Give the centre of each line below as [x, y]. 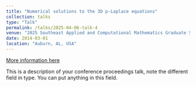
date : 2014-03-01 [27, 38]
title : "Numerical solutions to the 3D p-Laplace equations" [82, 11]
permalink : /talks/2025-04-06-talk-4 [52, 28]
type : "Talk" [22, 22]
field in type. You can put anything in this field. [62, 77]
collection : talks [28, 17]
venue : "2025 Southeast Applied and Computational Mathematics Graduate [96, 33]
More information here [33, 60]
